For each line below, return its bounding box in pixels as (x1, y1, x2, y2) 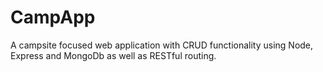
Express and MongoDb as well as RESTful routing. (10, 49, 217, 61)
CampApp (10, 6, 96, 29)
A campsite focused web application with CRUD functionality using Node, (10, 39, 314, 51)
